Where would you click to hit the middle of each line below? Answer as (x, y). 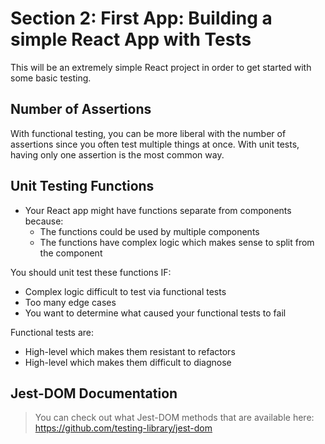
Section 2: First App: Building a (141, 18)
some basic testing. (51, 78)
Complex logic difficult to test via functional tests (125, 291)
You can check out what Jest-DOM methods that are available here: (174, 418)
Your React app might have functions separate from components (158, 210)
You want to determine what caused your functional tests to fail (155, 313)
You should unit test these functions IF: (91, 272)
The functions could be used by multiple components (149, 231)
